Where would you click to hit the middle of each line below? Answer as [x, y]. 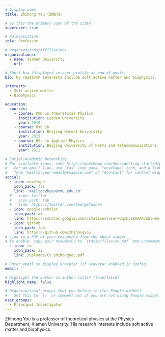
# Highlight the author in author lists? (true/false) [62, 277]
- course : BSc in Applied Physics [49, 141]
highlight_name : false [28, 282]
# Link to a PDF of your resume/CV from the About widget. [67, 237]
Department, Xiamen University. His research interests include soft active [79, 324]
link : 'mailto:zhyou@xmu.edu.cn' [48, 191]
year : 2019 [29, 123]
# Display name [21, 10]
